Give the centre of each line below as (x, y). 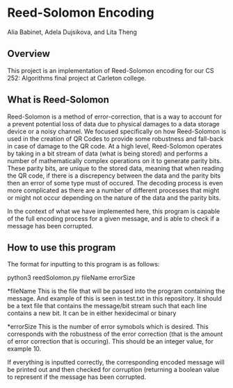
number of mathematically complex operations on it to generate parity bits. (114, 160)
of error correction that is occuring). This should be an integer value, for (110, 341)
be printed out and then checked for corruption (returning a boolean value (113, 370)
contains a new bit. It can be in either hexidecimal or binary (92, 313)
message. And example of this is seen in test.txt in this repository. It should (115, 298)
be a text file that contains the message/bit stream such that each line (107, 306)
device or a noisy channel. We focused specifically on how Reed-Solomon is (117, 131)
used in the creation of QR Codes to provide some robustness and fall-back (115, 138)
